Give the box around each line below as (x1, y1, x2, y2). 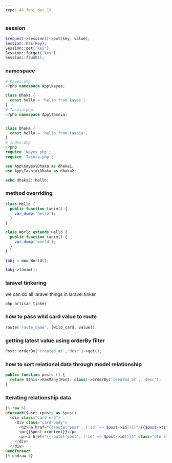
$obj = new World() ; (5, 258, 50, 263)
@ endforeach (5, 448, 31, 454)
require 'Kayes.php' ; (5, 150, 52, 155)
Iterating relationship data (5, 394, 72, 401)
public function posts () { (5, 372, 66, 377)
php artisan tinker (5, 301, 47, 306)
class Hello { (5, 201, 36, 207)
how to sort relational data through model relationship (5, 360, 142, 368)
